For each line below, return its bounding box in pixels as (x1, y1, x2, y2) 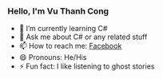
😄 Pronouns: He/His (18, 53, 87, 62)
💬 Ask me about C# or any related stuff (18, 32, 148, 41)
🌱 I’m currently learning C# (18, 24, 108, 34)
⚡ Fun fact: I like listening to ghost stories (18, 61, 155, 71)
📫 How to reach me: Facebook (18, 41, 122, 51)
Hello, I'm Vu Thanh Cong (7, 6, 109, 17)
